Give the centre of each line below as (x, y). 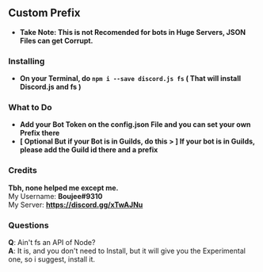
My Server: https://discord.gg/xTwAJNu (76, 205)
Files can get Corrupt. (56, 40)
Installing (27, 61)
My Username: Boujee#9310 (55, 196)
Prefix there (40, 133)
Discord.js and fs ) (50, 87)
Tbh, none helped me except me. (63, 188)
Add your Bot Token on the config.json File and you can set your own (135, 125)
